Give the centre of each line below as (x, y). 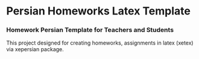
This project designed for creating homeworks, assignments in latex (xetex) (100, 43)
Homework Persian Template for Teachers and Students (90, 30)
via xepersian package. (35, 49)
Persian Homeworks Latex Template (99, 11)
